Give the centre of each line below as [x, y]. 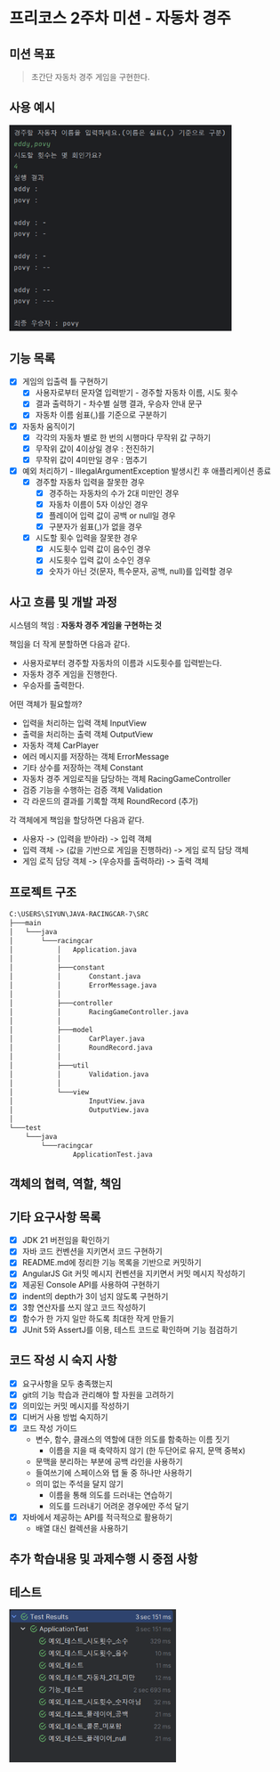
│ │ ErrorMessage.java [83, 986]
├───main [25, 923]
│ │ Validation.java [79, 1075]
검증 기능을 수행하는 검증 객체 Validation [92, 790]
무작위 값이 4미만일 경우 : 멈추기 [91, 459]
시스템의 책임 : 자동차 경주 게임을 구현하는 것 [85, 625]
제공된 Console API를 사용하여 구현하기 [91, 1285]
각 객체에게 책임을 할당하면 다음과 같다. [77, 820]
